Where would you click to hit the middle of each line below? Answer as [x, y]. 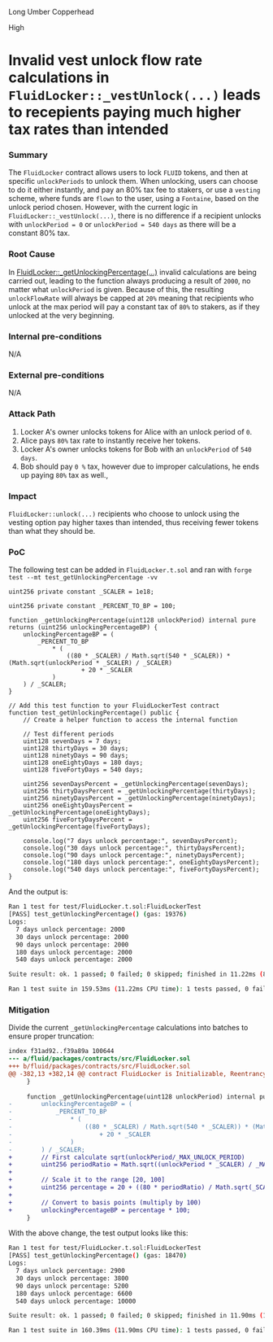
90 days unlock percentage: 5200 [72, 1286]
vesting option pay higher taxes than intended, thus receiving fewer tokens [134, 522]
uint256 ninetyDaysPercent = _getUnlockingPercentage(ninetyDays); [139, 798]
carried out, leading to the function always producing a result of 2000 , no [130, 281]
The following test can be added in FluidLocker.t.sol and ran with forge [130, 570]
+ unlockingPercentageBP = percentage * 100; [100, 1210]
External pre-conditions [56, 375]
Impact [23, 496]
